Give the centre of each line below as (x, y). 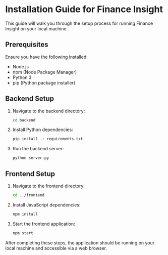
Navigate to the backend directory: (49, 111)
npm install (25, 214)
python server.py (31, 158)
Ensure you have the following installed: (47, 57)
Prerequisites (27, 45)
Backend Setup (30, 99)
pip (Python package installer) (44, 82)
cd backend (24, 120)
